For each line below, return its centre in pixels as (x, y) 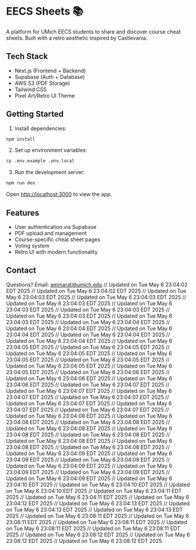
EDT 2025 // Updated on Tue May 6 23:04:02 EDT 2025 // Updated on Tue (96, 291)
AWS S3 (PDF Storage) (42, 83)
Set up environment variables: (51, 150)
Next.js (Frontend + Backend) (50, 71)
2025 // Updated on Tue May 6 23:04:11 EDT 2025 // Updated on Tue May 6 (98, 497)
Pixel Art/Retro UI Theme (45, 95)
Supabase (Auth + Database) (50, 76)
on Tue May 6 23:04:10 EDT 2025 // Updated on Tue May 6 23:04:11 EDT (94, 491)
